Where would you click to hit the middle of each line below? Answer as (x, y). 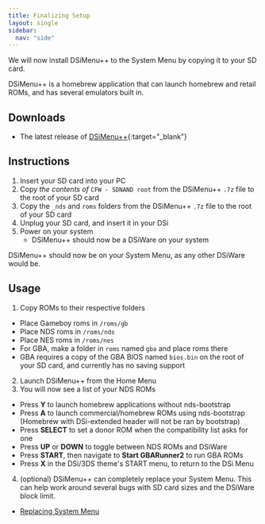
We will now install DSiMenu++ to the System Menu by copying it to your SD (132, 60)
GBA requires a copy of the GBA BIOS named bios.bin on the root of (132, 356)
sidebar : (23, 30)
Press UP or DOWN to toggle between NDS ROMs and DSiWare (123, 446)
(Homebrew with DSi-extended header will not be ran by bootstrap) (130, 421)
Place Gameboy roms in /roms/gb (74, 323)
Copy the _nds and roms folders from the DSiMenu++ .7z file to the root (136, 206)
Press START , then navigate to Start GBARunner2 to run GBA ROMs (131, 455)
